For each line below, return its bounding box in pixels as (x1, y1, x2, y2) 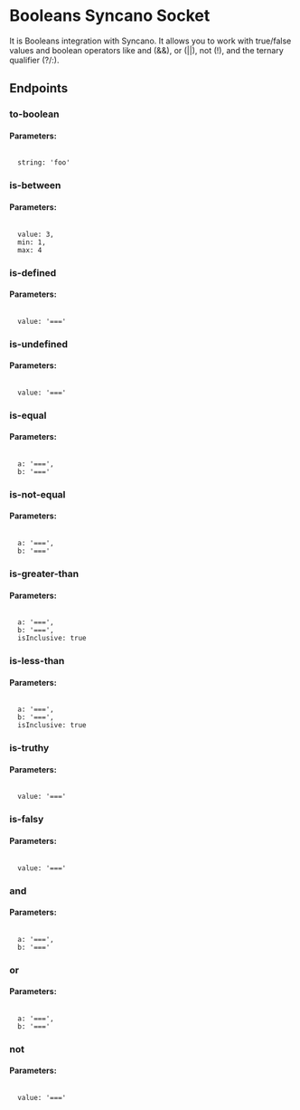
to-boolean (9, 108, 60, 120)
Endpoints (9, 81, 69, 96)
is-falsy (9, 813, 44, 826)
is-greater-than (9, 567, 80, 580)
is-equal (9, 409, 47, 422)
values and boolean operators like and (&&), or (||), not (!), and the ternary (9, 44, 285, 55)
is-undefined (9, 337, 68, 350)
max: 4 (17, 245, 42, 254)
